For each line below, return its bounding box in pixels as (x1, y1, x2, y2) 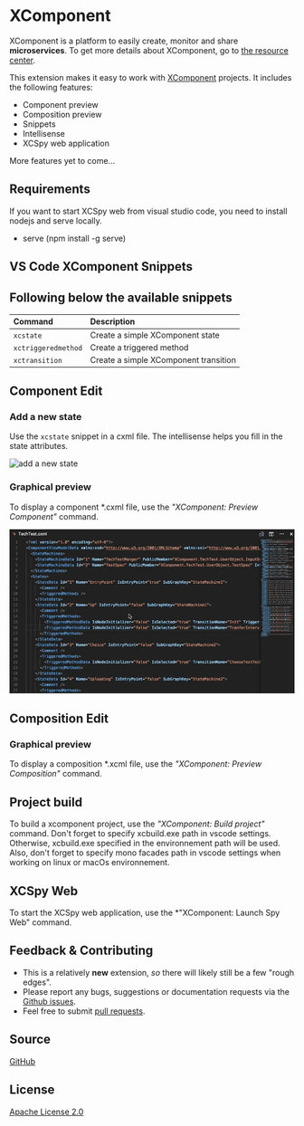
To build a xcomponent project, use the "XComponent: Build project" (9, 818, 265, 829)
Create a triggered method (90, 341, 189, 353)
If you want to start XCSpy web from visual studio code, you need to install (9, 205, 288, 216)
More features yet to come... (9, 155, 116, 166)
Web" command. (9, 917, 72, 928)
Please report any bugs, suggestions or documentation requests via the (22, 986, 290, 997)
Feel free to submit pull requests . (22, 1006, 146, 1016)
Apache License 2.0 (9, 1106, 84, 1117)
